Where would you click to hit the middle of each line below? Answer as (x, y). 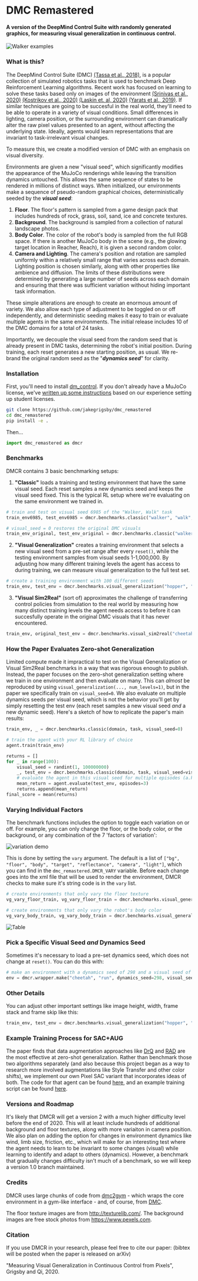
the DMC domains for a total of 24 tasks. (55, 328)
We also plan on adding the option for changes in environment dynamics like (99, 1136)
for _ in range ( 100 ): (33, 761)
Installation (23, 373)
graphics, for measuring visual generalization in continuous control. (91, 33)
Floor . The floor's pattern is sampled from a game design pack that (96, 209)
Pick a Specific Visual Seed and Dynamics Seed (76, 942)
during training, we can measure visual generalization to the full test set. (102, 570)
